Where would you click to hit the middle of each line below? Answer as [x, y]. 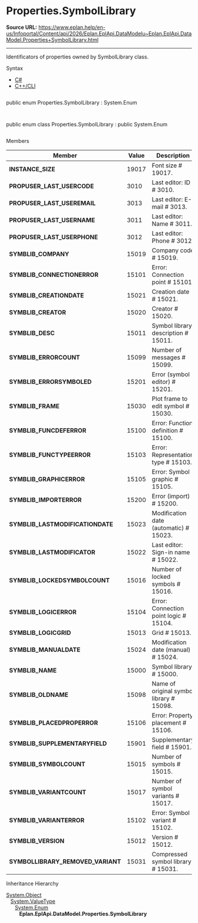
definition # [168, 430]
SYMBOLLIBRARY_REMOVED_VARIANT [65, 862]
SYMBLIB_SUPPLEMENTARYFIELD [58, 743]
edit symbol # [171, 406]
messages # [169, 357]
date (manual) [171, 650]
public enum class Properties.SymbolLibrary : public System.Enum [87, 124]
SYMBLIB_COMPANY [39, 254]
